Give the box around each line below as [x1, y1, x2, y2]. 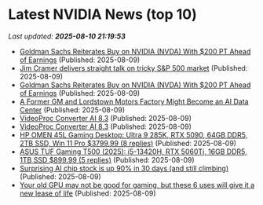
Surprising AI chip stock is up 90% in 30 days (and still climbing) [19, 163, 229, 173]
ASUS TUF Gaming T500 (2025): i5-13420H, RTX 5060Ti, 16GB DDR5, [19, 147, 247, 156]
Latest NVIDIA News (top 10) [8, 5, 198, 24]
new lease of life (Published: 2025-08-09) [19, 189, 156, 198]
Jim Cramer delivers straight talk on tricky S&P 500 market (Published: [19, 63, 248, 72]
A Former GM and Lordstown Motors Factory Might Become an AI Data [19, 97, 249, 106]
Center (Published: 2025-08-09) [19, 104, 126, 115]
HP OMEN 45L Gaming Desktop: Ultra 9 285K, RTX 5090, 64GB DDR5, [19, 130, 248, 139]
